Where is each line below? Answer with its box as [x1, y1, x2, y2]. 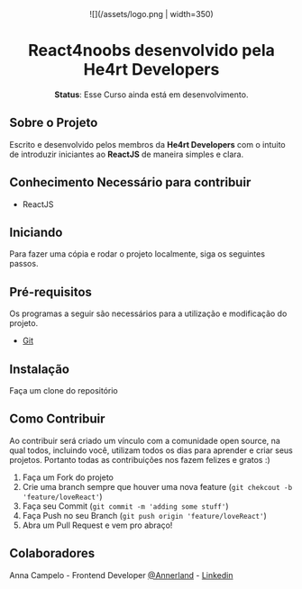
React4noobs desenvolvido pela [28, 41, 275, 61]
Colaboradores [9, 546, 96, 561]
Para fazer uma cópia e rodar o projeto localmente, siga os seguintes [9, 249, 266, 259]
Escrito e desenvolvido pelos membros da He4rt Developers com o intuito [9, 139, 286, 150]
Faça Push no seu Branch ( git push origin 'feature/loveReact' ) [22, 510, 268, 521]
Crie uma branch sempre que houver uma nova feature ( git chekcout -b [22, 481, 293, 492]
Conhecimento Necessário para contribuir [9, 175, 252, 190]
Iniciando [9, 224, 63, 240]
